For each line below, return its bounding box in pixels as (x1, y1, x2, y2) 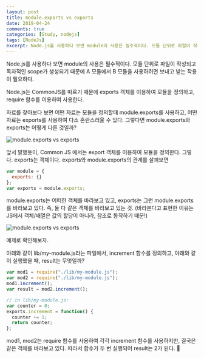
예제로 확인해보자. (6, 237, 49, 244)
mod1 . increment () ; (6, 280, 53, 287)
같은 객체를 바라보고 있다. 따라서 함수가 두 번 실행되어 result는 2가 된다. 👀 (6, 345, 180, 352)
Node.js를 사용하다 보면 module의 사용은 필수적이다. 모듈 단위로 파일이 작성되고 (6, 60, 196, 67)
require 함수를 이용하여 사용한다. (6, 95, 84, 103)
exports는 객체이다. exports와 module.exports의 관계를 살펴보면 (14, 156, 169, 163)
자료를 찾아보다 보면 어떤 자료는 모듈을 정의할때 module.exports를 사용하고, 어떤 (6, 109, 197, 116)
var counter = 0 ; (6, 303, 50, 309)
